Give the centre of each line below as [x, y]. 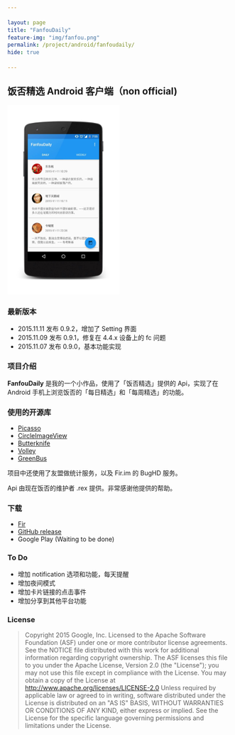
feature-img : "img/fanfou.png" [54, 38]
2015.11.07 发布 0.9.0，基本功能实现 [70, 346]
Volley [27, 451]
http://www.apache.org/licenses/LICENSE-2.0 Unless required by [120, 687]
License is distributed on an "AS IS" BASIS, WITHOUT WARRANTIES [124, 702]
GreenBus [32, 459]
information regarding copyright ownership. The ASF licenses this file [126, 658]
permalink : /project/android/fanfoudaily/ [71, 45]
